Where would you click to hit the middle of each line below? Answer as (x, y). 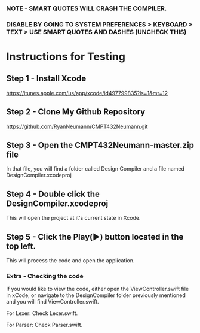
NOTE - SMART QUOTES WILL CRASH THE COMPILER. (87, 8)
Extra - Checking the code (45, 276)
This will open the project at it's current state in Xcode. (73, 218)
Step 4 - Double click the (53, 194)
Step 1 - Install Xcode (46, 79)
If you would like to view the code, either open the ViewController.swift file (98, 289)
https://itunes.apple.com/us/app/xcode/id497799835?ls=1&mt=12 (87, 93)
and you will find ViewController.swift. (53, 302)
